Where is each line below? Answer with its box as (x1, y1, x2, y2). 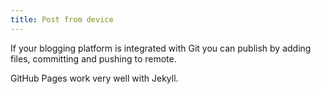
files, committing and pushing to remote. (10, 52, 177, 65)
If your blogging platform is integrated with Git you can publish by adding (10, 42, 312, 54)
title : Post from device (10, 14, 114, 25)
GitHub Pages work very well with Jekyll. (10, 72, 179, 84)
